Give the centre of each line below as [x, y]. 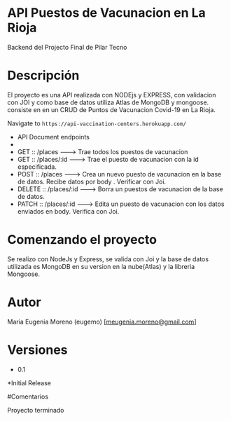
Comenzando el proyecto [82, 240]
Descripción [43, 76]
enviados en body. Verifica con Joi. [68, 211]
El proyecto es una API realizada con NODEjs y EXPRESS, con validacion [112, 95]
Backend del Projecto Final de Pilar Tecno [67, 47]
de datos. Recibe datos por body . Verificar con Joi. [92, 181]
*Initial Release [29, 382]
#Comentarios [28, 396]
